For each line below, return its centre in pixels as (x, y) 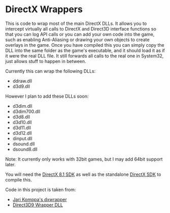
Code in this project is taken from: (41, 190)
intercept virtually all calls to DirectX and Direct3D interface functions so (81, 28)
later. (11, 164)
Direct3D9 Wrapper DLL (38, 205)
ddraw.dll (22, 81)
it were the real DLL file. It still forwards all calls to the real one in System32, (84, 56)
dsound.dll (24, 144)
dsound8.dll (25, 149)
